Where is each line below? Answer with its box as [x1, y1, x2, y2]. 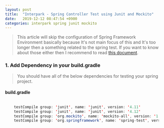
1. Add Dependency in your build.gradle [5, 62, 101, 69]
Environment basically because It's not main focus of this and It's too [17, 40, 156, 45]
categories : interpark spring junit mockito [5, 21, 97, 26]
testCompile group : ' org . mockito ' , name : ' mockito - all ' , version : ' [14, 113, 156, 119]
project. [17, 78, 33, 84]
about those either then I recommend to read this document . [17, 50, 139, 56]
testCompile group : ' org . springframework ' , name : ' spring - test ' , [14, 118, 150, 123]
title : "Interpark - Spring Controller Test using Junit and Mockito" [5, 12, 154, 17]
